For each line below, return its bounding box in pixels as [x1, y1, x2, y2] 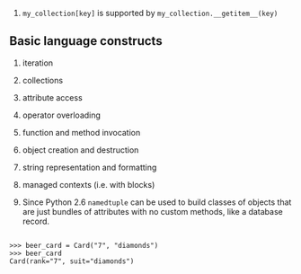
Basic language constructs [9, 33, 164, 49]
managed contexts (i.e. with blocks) [22, 179, 155, 190]
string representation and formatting [22, 162, 157, 172]
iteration [22, 57, 54, 68]
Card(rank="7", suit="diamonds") [9, 256, 135, 266]
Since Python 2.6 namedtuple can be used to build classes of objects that [22, 197, 292, 208]
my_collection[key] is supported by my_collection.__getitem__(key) [22, 8, 279, 18]
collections [22, 75, 64, 85]
